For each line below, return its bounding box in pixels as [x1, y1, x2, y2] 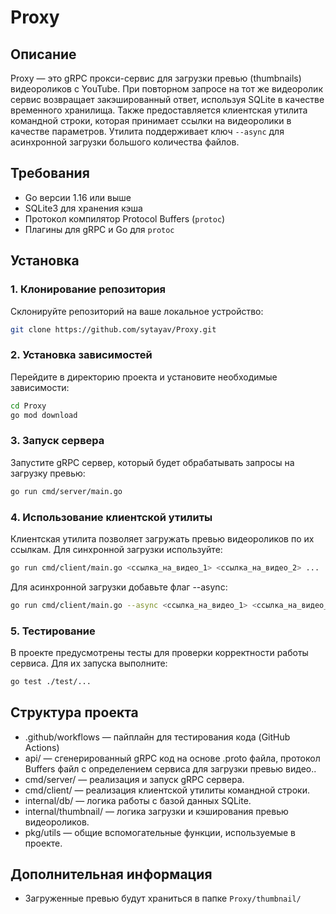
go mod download [10, 410, 78, 420]
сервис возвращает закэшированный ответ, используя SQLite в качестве [10, 94, 325, 105]
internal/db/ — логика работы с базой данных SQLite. [24, 794, 252, 806]
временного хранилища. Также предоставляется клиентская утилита [10, 104, 308, 116]
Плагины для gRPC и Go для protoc [24, 223, 175, 235]
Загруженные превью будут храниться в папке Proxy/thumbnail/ [24, 892, 302, 905]
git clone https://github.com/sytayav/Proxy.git [10, 324, 217, 335]
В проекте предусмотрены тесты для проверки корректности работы [10, 646, 309, 658]
